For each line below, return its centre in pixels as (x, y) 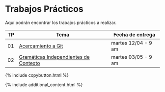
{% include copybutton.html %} (37, 75)
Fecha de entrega (134, 34)
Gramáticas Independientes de (54, 57)
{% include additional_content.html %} (44, 85)
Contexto (29, 63)
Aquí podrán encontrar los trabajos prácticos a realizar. (61, 23)
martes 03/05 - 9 (132, 57)
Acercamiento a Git (41, 46)
